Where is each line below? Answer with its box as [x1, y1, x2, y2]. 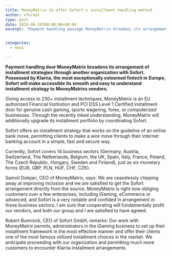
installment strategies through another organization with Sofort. [5, 69, 145, 75]
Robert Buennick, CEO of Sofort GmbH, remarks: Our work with [5, 217, 139, 224]
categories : [5, 41, 31, 46]
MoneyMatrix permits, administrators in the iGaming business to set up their [5, 223, 165, 229]
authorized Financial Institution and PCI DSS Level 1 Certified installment [5, 101, 158, 107]
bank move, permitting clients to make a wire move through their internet [5, 133, 159, 139]
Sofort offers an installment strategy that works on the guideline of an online [5, 127, 166, 134]
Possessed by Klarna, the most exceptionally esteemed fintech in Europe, [5, 75, 166, 81]
